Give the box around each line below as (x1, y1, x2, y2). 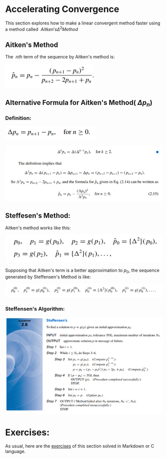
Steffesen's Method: (5, 211, 71, 220)
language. (5, 449, 26, 455)
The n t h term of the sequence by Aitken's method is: (5, 54, 115, 60)
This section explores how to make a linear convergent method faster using (5, 20, 160, 26)
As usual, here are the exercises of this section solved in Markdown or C (5, 443, 154, 449)
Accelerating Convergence (5, 3, 119, 15)
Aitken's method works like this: (5, 225, 71, 231)
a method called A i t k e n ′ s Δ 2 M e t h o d (5, 25, 78, 32)
